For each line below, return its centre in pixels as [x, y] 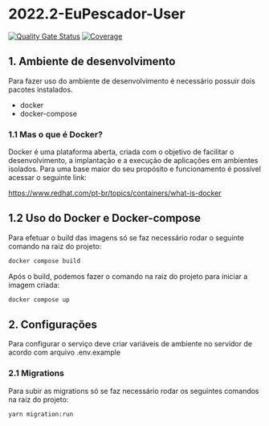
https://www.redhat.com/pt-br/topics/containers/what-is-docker [115, 193]
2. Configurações [53, 325]
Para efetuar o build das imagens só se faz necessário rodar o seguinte [126, 237]
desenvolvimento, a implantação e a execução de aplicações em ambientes [133, 161]
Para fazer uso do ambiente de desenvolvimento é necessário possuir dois [132, 80]
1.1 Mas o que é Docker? [55, 134]
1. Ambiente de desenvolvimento [92, 61]
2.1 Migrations [36, 373]
